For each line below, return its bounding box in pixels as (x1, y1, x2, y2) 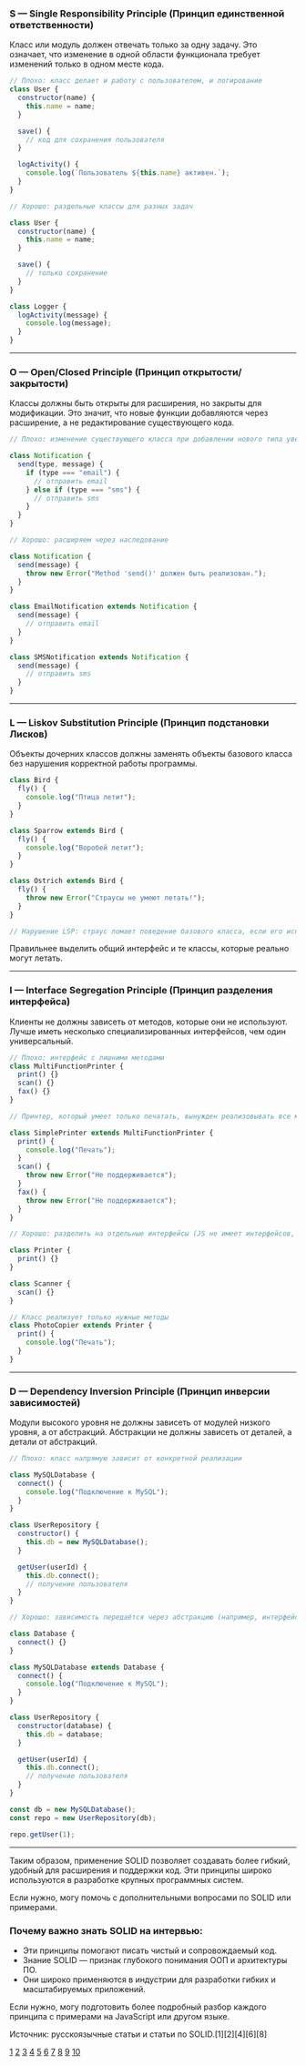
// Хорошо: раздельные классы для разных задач (9, 201, 194, 211)
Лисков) (9, 728, 48, 740)
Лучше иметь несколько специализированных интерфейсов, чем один (9, 1025, 287, 1036)
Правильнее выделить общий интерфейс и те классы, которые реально (9, 943, 290, 954)
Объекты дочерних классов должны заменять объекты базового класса (9, 748, 293, 759)
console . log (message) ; (25, 319, 112, 328)
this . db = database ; (25, 1729, 104, 1739)
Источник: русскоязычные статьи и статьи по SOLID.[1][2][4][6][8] (9, 2029, 268, 2040)
